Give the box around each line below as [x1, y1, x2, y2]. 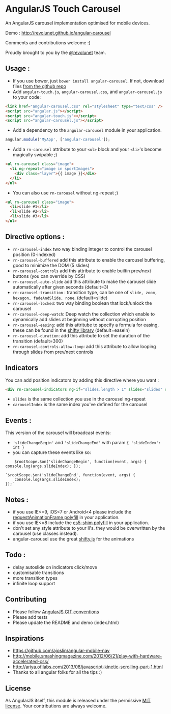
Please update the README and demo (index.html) [12, 619, 120, 625]
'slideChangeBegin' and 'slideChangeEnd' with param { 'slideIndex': [12, 440, 161, 446]
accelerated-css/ [12, 659, 49, 665]
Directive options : [5, 233, 65, 241]
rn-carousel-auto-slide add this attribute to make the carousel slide [12, 278, 156, 284]
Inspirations [5, 634, 44, 643]
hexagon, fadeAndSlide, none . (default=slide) [12, 295, 108, 301]
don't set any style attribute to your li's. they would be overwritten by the [12, 525, 165, 531]
